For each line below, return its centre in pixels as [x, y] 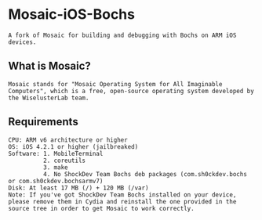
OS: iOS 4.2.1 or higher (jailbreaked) [73, 146]
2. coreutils [64, 160]
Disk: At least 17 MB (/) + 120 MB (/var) [78, 188]
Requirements [43, 122]
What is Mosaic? [50, 66]
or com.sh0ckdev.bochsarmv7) [56, 181]
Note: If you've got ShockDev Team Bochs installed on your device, [122, 195]
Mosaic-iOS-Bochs [72, 14]
